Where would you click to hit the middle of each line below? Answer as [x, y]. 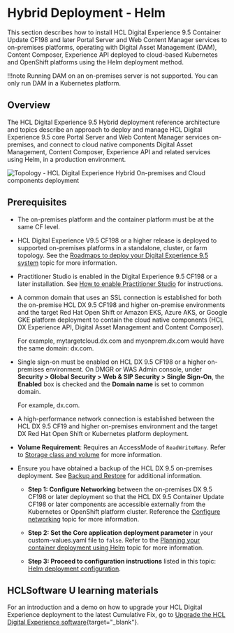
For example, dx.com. [49, 405]
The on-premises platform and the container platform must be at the [116, 219]
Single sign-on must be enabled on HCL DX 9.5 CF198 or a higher [111, 362]
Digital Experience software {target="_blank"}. [73, 622]
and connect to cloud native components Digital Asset [115, 144]
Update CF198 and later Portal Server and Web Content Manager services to [117, 39]
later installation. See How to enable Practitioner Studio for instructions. [120, 284]
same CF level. [39, 226]
